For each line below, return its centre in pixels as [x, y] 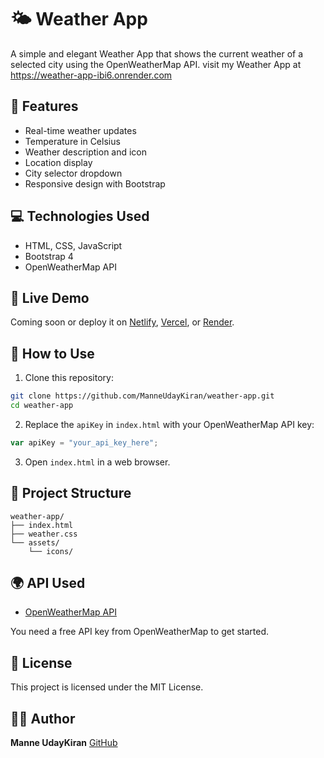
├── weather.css [44, 534]
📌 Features [44, 106]
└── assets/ [35, 542]
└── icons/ [51, 551]
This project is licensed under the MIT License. [107, 687]
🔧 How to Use [52, 353]
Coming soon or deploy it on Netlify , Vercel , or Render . [122, 322]
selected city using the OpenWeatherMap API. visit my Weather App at [156, 64]
